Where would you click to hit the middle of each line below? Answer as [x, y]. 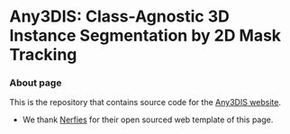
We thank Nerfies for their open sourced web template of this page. [148, 120]
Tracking [43, 55]
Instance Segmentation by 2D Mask [145, 36]
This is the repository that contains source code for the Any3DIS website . [145, 103]
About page [36, 83]
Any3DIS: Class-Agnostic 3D [119, 17]
